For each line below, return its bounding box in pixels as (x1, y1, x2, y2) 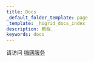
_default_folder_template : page (6, 15, 88, 21)
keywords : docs (6, 32, 45, 38)
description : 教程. (6, 26, 54, 32)
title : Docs (6, 9, 36, 15)
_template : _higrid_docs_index (6, 20, 86, 26)
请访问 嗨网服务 (6, 49, 45, 57)
